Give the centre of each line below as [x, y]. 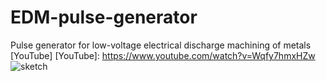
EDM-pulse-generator [104, 17]
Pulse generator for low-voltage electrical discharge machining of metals [161, 45]
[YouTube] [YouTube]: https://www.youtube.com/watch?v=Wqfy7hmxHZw [163, 55]
